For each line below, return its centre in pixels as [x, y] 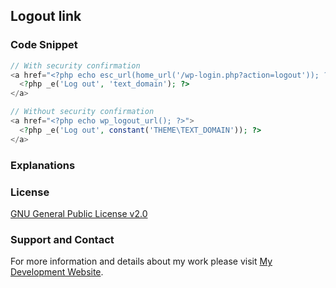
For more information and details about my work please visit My [141, 261]
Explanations [43, 165]
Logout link [46, 16]
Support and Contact [62, 239]
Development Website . [57, 272]
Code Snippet [44, 45]
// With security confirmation [75, 65]
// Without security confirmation [82, 112]
